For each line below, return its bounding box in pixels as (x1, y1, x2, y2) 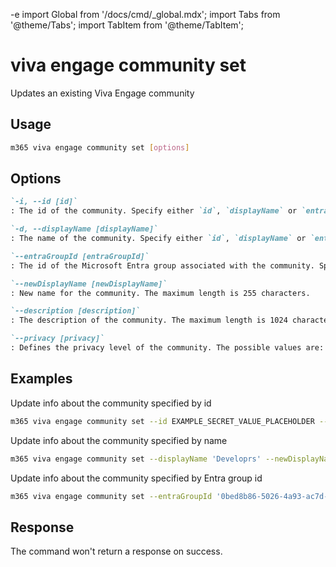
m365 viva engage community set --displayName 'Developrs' (10, 454, 262, 464)
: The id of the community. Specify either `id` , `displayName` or (10, 206, 298, 216)
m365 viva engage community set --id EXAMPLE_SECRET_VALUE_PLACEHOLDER (10, 416, 315, 426)
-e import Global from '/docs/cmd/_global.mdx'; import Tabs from (10, 9, 281, 20)
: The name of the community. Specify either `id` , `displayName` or (10, 234, 307, 244)
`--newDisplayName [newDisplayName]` (10, 279, 168, 289)
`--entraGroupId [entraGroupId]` (10, 251, 150, 261)
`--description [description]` (10, 306, 141, 316)
